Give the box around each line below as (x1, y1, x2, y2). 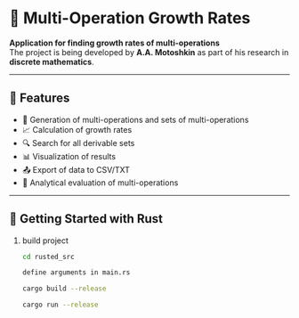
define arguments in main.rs (21, 268, 131, 277)
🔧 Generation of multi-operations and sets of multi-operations (21, 114, 249, 125)
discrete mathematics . (9, 56, 95, 67)
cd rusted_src (21, 252, 75, 261)
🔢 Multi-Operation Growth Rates (9, 8, 251, 29)
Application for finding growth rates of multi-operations (9, 37, 220, 48)
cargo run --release (21, 300, 99, 310)
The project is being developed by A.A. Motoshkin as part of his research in (9, 46, 289, 57)
